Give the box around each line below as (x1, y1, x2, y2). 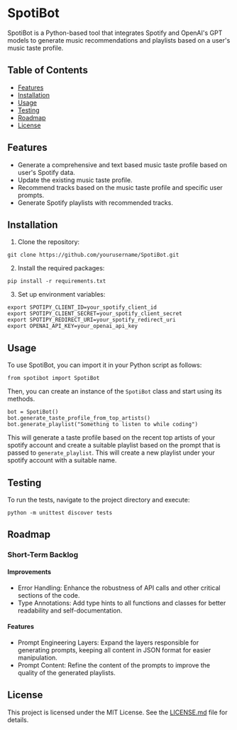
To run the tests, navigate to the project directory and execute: (7, 496, 190, 504)
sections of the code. (17, 591, 80, 599)
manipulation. (17, 653, 58, 662)
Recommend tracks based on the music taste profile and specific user (17, 183, 224, 191)
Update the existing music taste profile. (17, 176, 133, 184)
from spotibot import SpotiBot (7, 375, 100, 382)
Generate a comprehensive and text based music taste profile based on (17, 160, 227, 169)
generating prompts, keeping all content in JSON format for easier (17, 645, 211, 654)
